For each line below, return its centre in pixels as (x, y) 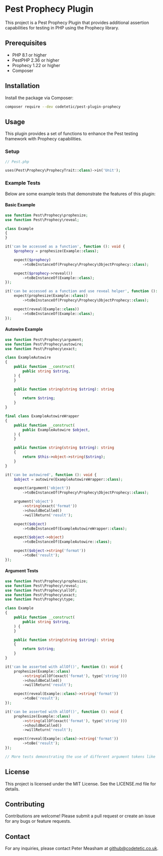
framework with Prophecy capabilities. (44, 139)
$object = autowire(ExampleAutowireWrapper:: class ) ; (68, 479)
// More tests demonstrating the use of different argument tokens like (80, 757)
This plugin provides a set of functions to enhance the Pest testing (72, 134)
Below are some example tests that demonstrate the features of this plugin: (80, 194)
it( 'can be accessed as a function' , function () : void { (65, 247)
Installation (22, 86)
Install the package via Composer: (39, 98)
